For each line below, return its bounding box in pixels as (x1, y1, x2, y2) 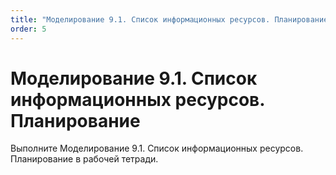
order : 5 (10, 24, 47, 34)
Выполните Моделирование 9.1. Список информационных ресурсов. (10, 142, 304, 155)
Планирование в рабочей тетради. (10, 153, 159, 165)
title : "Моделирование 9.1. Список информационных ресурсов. (10, 14, 271, 25)
